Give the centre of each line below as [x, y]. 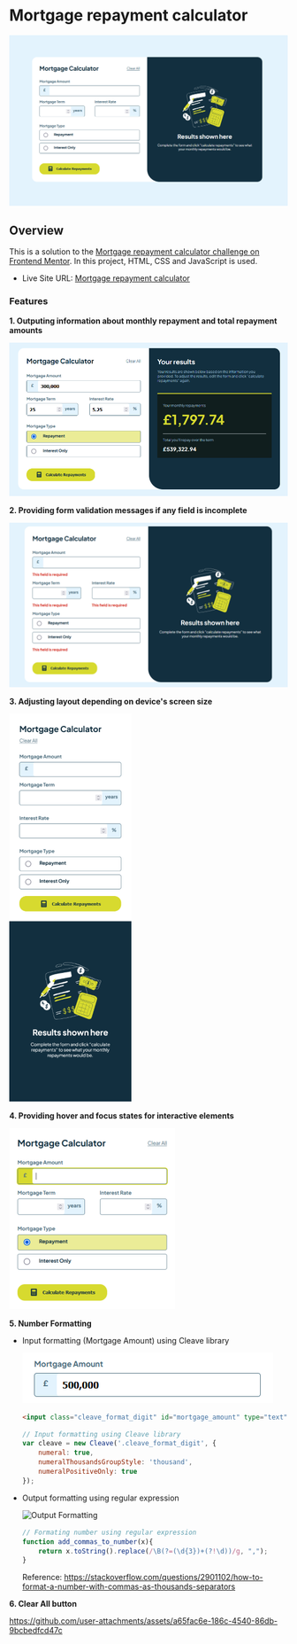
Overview [37, 230]
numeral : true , [66, 1453]
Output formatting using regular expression [100, 1498]
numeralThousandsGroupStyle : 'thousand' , [115, 1462]
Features [29, 301]
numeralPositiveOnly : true [88, 1472]
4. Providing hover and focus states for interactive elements [122, 1115]
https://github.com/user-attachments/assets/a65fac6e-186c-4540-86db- [144, 1621]
